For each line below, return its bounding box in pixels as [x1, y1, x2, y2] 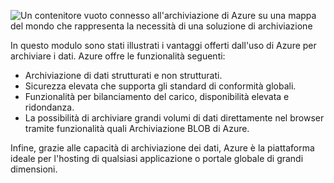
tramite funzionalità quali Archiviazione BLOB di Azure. [24, 123, 250, 134]
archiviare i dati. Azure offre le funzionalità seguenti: [10, 50, 226, 62]
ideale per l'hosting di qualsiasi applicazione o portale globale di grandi [10, 153, 304, 164]
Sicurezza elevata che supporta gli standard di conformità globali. [24, 80, 297, 92]
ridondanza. [24, 101, 75, 113]
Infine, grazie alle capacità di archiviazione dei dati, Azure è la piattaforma [10, 142, 315, 154]
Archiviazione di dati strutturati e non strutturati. [24, 70, 223, 81]
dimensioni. [10, 163, 58, 175]
